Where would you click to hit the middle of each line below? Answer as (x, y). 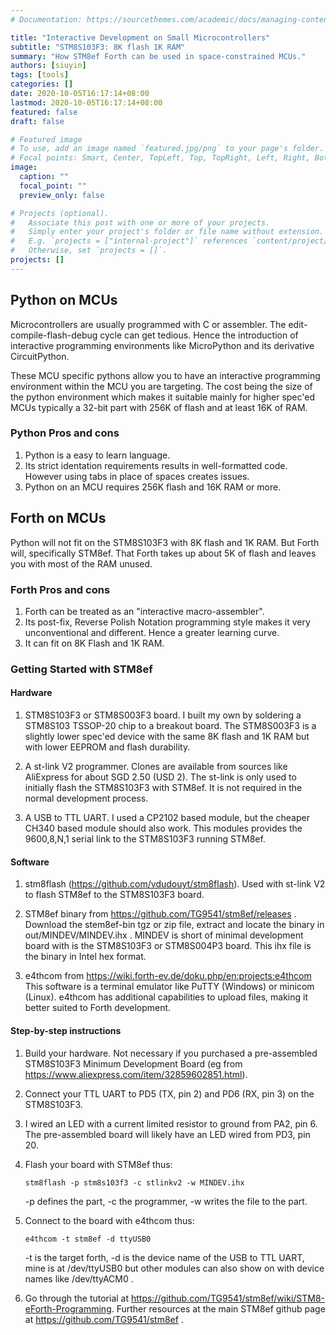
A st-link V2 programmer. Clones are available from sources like (156, 767)
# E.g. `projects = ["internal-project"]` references (129, 241)
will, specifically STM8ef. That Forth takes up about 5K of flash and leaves (163, 553)
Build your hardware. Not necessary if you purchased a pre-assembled (171, 1053)
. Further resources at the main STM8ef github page (218, 1308)
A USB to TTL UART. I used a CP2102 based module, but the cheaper (167, 818)
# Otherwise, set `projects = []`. (89, 251)
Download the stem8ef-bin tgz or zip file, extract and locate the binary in (174, 925)
